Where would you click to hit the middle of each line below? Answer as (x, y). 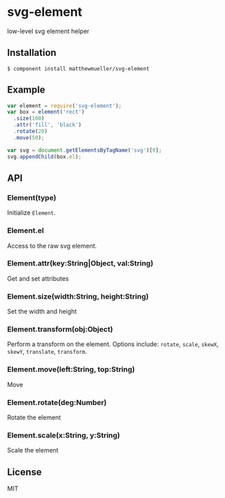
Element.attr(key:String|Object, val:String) (80, 263)
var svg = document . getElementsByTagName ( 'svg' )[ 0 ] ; (85, 150)
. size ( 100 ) (29, 119)
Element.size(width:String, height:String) (78, 296)
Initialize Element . (31, 213)
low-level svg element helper (48, 31)
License (25, 472)
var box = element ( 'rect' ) (46, 112)
